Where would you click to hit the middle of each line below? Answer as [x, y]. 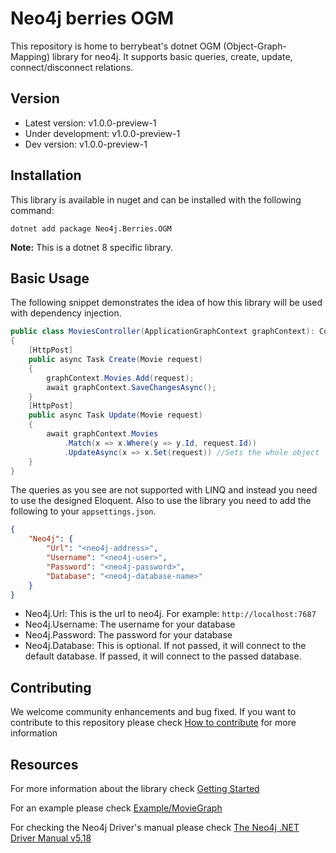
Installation [46, 175]
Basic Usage [50, 278]
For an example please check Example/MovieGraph [116, 808]
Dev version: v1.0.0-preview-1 [86, 144]
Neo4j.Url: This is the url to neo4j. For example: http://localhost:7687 [170, 614]
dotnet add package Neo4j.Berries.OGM [91, 228]
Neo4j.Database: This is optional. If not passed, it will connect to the [165, 646]
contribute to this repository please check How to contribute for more [153, 723]
